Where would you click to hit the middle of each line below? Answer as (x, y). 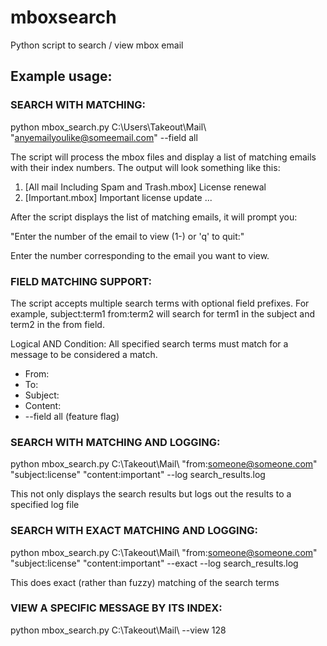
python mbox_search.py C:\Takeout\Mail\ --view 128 (118, 630)
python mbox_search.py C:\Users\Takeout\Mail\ (108, 127)
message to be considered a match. (84, 354)
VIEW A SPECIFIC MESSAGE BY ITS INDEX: (116, 608)
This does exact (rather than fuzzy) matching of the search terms (145, 582)
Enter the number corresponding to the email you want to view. (140, 255)
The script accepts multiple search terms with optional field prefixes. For (160, 303)
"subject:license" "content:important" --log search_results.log (138, 475)
